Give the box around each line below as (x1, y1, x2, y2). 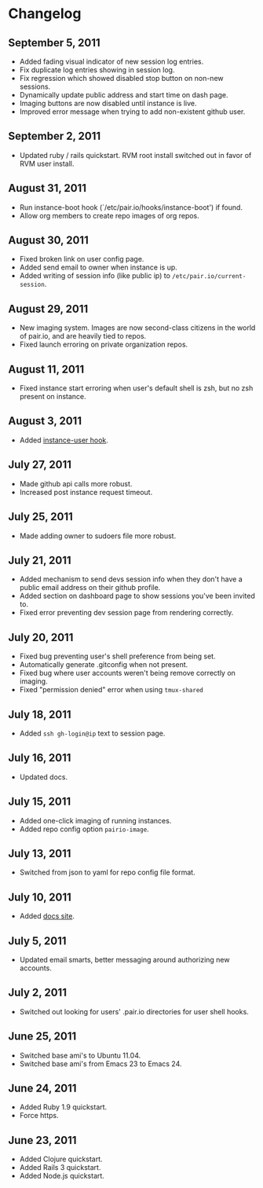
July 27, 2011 (8, 458, 72, 471)
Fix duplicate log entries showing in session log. (19, 65, 175, 75)
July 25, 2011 (8, 510, 73, 523)
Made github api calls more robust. (19, 478, 133, 488)
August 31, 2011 (8, 181, 86, 195)
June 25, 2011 (8, 1030, 77, 1043)
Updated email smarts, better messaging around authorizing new (19, 955, 230, 964)
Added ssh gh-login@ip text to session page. (19, 728, 166, 738)
